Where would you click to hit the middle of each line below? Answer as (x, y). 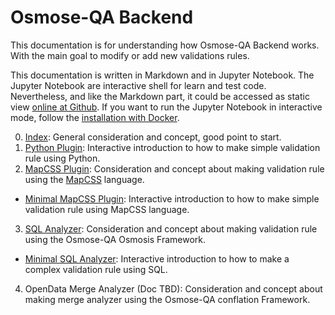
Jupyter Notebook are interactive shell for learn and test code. (138, 85)
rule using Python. (62, 158)
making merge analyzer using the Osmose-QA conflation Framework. (167, 299)
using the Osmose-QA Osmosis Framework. (115, 239)
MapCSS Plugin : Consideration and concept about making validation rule (174, 168)
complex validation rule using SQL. (96, 269)
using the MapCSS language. (84, 179)
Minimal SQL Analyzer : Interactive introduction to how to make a (157, 258)
